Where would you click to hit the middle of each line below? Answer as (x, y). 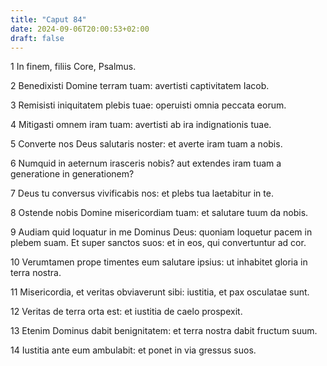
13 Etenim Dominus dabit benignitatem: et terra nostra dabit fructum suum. (164, 331)
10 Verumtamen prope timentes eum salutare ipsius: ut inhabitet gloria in (159, 262)
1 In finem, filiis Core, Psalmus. (73, 67)
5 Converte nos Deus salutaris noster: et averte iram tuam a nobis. (146, 144)
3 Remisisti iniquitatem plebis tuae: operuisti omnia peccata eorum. (148, 105)
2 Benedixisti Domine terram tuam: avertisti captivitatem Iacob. (140, 86)
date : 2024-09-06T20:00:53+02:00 (80, 29)
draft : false (37, 38)
